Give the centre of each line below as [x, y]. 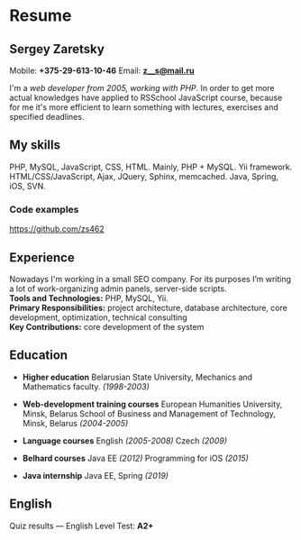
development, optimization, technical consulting [98, 317]
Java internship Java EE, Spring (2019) [96, 475]
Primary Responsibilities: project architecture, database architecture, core [149, 307]
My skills [35, 145]
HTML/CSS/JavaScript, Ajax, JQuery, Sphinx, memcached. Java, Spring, [144, 176]
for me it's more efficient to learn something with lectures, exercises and [144, 107]
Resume [41, 16]
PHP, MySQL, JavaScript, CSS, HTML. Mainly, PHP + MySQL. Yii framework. [151, 167]
